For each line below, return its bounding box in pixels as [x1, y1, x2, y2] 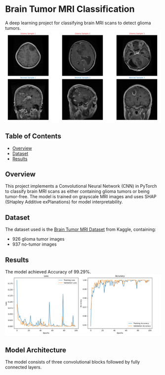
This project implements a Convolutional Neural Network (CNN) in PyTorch [5, 183, 157, 189]
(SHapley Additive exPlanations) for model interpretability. [5, 199, 123, 205]
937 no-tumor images [12, 241, 57, 247]
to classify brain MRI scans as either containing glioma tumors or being [5, 188, 150, 194]
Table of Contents [5, 132, 62, 141]
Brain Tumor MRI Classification [5, 3, 135, 15]
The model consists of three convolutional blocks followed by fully [5, 359, 140, 365]
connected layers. [5, 364, 42, 370]
